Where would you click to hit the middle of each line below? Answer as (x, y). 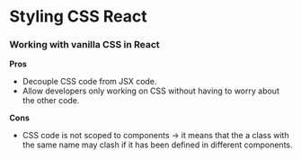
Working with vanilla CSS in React (84, 45)
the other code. (51, 101)
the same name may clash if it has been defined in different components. (158, 145)
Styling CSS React (79, 17)
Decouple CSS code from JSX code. (89, 82)
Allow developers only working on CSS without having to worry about (151, 91)
